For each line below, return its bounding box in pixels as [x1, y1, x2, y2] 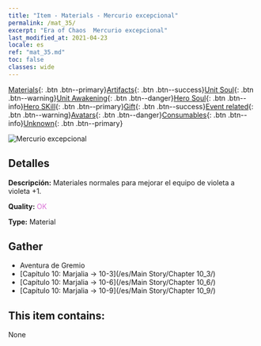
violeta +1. [8, 186, 42, 196]
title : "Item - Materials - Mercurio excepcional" [8, 11, 179, 20]
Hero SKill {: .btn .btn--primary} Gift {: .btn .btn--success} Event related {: [23, 101, 254, 111]
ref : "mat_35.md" [8, 48, 66, 56]
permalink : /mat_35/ [8, 19, 77, 27]
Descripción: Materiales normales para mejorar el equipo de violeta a [8, 177, 235, 187]
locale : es [8, 41, 44, 49]
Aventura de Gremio [19, 260, 85, 270]
